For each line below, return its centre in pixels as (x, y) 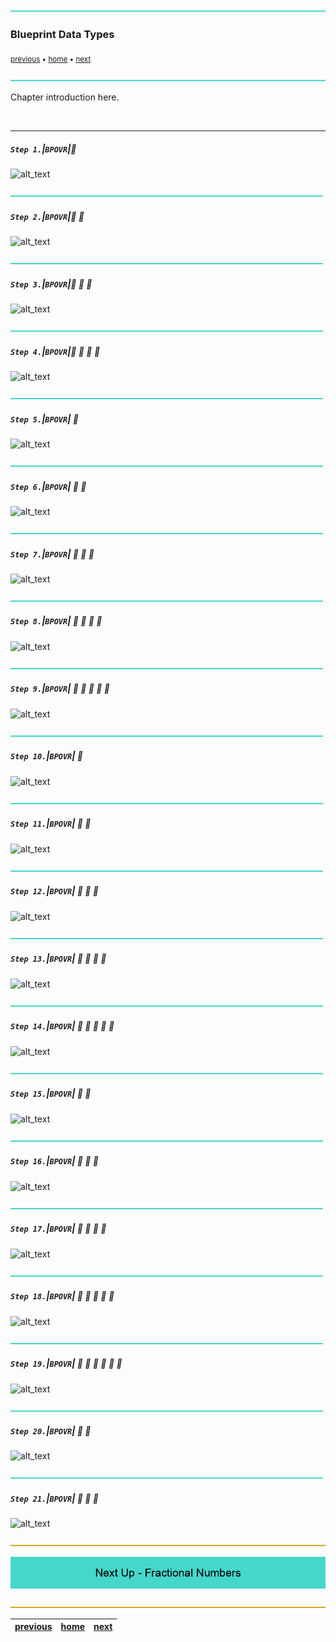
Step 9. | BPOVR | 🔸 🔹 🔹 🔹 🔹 (60, 689)
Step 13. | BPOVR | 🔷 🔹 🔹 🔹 (58, 959)
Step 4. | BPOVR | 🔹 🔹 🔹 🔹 (55, 351)
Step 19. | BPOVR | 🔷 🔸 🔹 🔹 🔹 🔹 (66, 1364)
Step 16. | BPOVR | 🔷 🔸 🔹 (55, 1161)
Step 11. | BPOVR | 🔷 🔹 (51, 824)
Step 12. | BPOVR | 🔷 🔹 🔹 (55, 891)
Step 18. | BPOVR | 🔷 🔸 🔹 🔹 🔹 (62, 1296)
